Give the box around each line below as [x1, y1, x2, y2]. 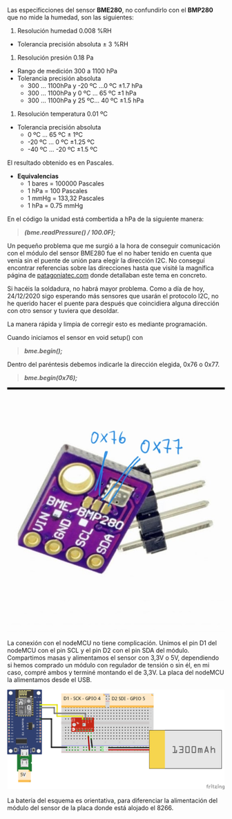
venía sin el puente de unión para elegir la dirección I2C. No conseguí [7, 256, 205, 264]
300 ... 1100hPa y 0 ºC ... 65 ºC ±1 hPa [27, 89, 137, 97]
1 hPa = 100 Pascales [27, 187, 88, 195]
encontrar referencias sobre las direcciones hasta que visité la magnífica [7, 264, 214, 272]
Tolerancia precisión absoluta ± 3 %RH [17, 40, 129, 48]
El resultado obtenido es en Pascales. [7, 159, 114, 167]
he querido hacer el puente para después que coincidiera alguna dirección [7, 299, 220, 307]
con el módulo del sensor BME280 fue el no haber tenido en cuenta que [7, 249, 212, 257]
